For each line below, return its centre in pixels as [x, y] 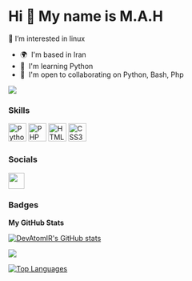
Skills [19, 110]
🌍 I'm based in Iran [53, 54]
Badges [23, 205]
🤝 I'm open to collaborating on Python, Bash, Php [102, 74]
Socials [23, 159]
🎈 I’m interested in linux [47, 38]
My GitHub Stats [36, 223]
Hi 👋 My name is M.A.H [86, 16]
